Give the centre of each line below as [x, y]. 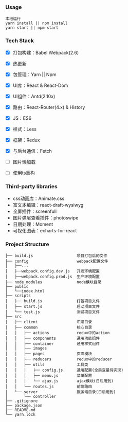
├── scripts [18, 296]
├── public [17, 286]
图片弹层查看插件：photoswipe [45, 217]
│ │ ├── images [26, 348]
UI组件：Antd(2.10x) [34, 96]
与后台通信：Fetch [32, 151]
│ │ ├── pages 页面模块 [49, 354]
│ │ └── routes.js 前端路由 [49, 387]
